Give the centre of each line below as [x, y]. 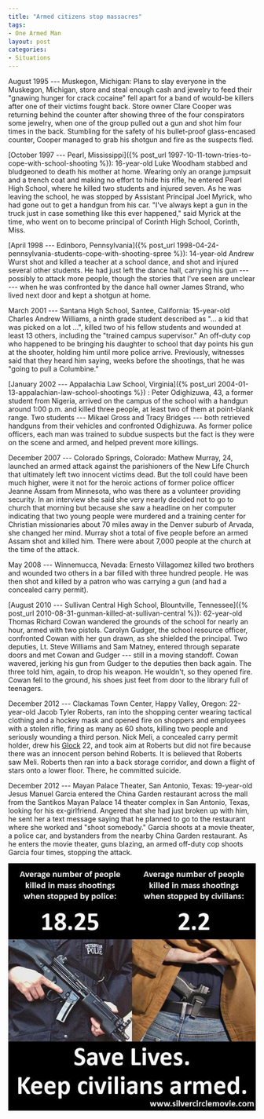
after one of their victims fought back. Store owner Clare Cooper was [120, 106]
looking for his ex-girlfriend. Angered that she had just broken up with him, [129, 810]
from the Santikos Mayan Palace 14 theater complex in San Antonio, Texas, [129, 802]
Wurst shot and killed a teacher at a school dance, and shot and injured [123, 262]
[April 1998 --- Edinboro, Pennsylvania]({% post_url [92, 245]
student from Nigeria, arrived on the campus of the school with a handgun [128, 401]
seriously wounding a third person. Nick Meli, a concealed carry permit [123, 737]
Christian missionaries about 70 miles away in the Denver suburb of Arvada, [131, 525]
